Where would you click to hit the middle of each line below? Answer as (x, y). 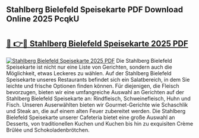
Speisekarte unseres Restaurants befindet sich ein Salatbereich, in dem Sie (98, 80)
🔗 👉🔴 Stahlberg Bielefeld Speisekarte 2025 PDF (97, 44)
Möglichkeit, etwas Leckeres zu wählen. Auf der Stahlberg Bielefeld (89, 73)
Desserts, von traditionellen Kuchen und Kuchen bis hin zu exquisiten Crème (100, 123)
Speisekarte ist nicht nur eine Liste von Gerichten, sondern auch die (89, 67)
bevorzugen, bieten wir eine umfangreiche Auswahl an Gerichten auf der (95, 92)
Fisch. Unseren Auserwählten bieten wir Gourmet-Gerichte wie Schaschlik (97, 105)
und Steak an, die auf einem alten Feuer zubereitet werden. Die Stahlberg (96, 111)
